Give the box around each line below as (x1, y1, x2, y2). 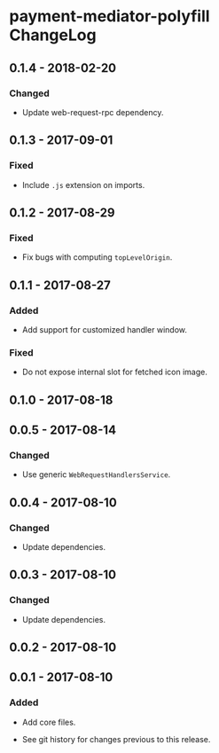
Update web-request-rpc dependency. (21, 106, 164, 117)
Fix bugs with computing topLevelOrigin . (21, 252, 173, 263)
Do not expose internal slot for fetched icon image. (21, 366, 208, 378)
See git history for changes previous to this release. (21, 733, 211, 744)
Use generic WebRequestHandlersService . (21, 469, 171, 480)
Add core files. (21, 717, 76, 727)
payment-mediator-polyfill (9, 6, 210, 27)
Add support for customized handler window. (21, 324, 188, 334)
